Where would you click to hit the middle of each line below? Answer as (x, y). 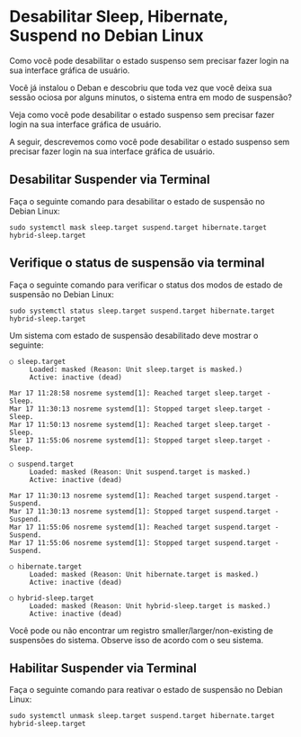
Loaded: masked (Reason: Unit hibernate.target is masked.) (144, 574)
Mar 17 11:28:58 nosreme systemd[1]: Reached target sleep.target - (140, 393)
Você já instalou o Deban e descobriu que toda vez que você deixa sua (141, 87)
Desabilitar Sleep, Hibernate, (119, 17)
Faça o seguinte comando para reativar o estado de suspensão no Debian (146, 690)
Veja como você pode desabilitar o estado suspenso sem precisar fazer (142, 114)
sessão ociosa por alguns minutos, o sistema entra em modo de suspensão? (150, 97)
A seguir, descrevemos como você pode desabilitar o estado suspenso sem (150, 141)
